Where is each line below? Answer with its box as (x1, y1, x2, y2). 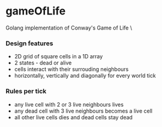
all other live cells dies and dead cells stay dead (14, 113, 133, 121)
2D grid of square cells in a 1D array (14, 53, 103, 60)
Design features (5, 39, 53, 48)
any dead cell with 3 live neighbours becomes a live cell (14, 107, 152, 114)
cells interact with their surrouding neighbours (14, 66, 129, 73)
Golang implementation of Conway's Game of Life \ (5, 24, 133, 31)
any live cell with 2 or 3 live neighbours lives (14, 101, 124, 108)
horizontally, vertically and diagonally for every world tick (14, 72, 157, 79)
